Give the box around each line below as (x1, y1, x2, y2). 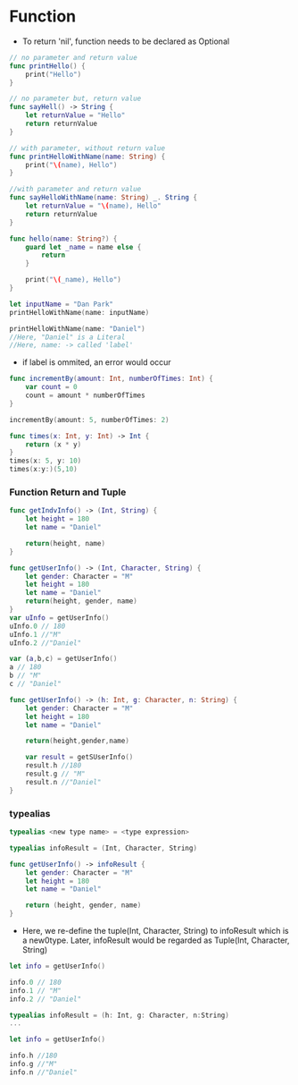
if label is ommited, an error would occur (21, 357, 171, 368)
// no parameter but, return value (9, 94, 142, 104)
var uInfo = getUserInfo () (9, 613, 110, 623)
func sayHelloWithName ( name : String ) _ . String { (9, 193, 198, 202)
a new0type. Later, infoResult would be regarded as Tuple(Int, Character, (21, 935, 290, 945)
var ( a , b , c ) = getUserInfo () (9, 655, 118, 664)
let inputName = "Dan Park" (9, 300, 114, 309)
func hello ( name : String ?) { (9, 234, 118, 243)
